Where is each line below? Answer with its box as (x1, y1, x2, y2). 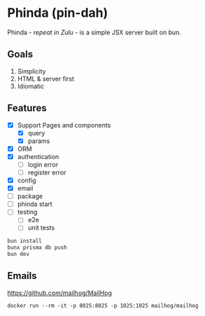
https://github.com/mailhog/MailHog (7, 289, 112, 297)
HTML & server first (17, 74, 75, 83)
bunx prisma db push (7, 244, 68, 252)
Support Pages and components (17, 121, 111, 129)
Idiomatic (17, 82, 45, 90)
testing (17, 208, 38, 217)
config (17, 177, 36, 184)
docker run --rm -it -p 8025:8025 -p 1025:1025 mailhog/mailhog (7, 302, 199, 309)
